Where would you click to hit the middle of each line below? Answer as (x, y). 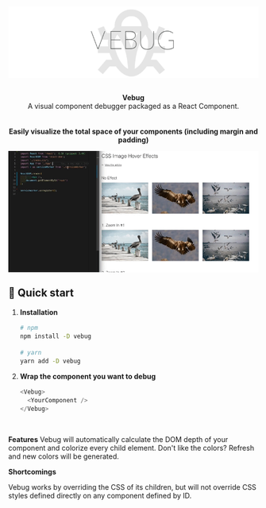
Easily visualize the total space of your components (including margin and (133, 132)
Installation (39, 312)
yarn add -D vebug (50, 361)
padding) (133, 140)
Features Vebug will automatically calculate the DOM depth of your (118, 439)
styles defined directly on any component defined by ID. (100, 495)
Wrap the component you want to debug (88, 377)
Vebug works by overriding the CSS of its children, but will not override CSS (132, 487)
